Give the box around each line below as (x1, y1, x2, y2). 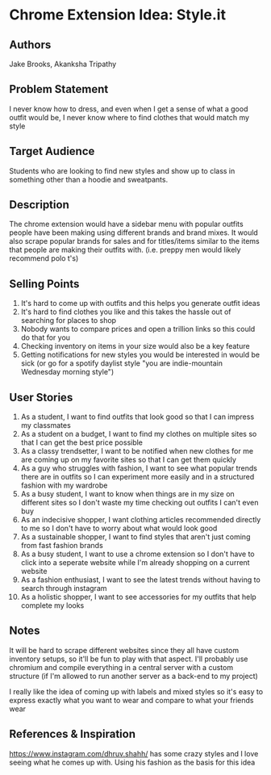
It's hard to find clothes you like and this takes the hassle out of (20, 307, 231, 316)
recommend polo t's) (9, 253, 79, 263)
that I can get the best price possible (20, 438, 144, 447)
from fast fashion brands (20, 541, 103, 551)
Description (9, 198, 69, 212)
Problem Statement (9, 82, 109, 96)
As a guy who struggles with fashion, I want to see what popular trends (20, 463, 257, 473)
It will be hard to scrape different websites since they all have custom (9, 645, 240, 655)
